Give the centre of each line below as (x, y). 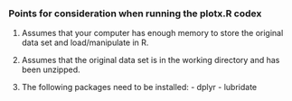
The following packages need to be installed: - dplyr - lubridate (139, 87)
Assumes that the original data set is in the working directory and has (151, 60)
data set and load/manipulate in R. (85, 42)
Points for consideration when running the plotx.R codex (135, 14)
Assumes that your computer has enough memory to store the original (152, 33)
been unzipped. (51, 69)
